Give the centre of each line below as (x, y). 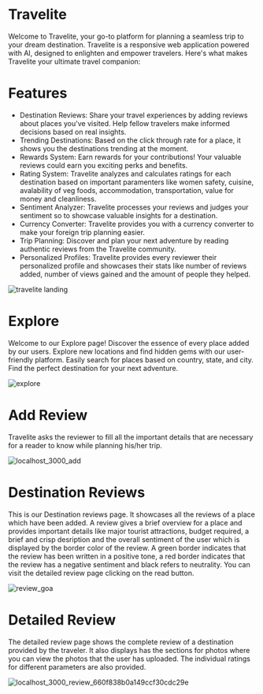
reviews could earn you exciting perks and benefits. (104, 165)
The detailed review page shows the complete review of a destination (121, 642)
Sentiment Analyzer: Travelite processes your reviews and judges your (134, 207)
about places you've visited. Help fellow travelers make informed (125, 123)
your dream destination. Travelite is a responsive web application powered (129, 44)
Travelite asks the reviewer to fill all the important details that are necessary (131, 437)
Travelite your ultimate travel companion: (74, 61)
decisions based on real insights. (73, 132)
